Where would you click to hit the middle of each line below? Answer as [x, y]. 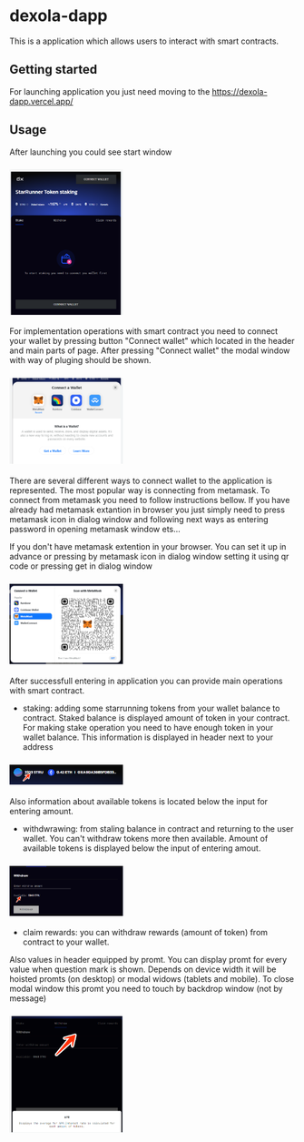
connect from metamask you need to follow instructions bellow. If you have [150, 500]
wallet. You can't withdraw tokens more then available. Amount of [145, 838]
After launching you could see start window [91, 152]
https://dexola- [240, 91]
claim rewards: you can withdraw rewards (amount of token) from [145, 933]
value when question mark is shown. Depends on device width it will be [143, 969]
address [38, 746]
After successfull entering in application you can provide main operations [146, 681]
